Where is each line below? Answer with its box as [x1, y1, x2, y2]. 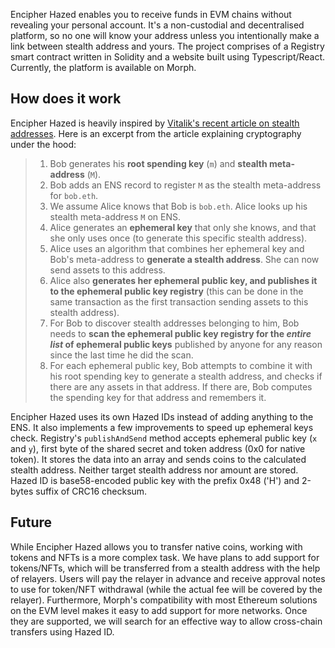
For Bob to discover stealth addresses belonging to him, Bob [49, 317, 300, 329]
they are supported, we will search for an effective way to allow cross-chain [10, 615, 323, 627]
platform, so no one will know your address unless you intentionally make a [10, 30, 320, 41]
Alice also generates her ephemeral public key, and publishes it [49, 274, 318, 286]
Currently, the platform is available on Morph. [10, 62, 197, 73]
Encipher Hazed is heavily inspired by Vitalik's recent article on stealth [10, 117, 300, 129]
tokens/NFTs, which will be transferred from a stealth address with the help [10, 562, 321, 574]
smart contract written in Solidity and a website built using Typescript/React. [10, 51, 326, 63]
